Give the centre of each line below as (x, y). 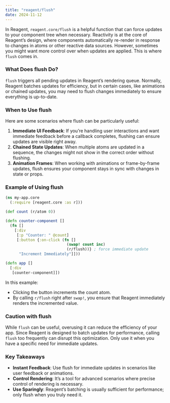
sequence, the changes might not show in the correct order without (83, 153)
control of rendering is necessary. (48, 384)
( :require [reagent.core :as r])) (46, 203)
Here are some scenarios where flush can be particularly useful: (72, 121)
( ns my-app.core (22, 198)
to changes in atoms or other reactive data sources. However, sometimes (82, 45)
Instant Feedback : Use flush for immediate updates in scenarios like (84, 368)
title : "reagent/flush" (30, 10)
